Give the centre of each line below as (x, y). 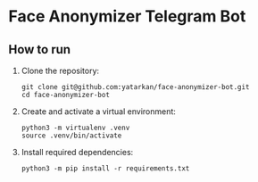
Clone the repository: (60, 70)
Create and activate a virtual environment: (98, 112)
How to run (40, 50)
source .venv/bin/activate (71, 136)
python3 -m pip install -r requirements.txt (105, 169)
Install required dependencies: (77, 152)
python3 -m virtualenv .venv (75, 128)
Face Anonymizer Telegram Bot (127, 17)
